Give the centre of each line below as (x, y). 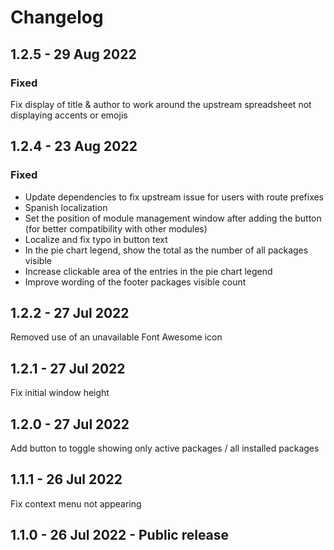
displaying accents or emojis (69, 115)
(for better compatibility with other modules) (116, 228)
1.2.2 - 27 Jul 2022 (70, 312)
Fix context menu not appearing (76, 503)
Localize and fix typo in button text (96, 239)
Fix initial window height (60, 393)
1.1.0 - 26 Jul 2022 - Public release (120, 535)
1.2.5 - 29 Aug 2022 (73, 54)
